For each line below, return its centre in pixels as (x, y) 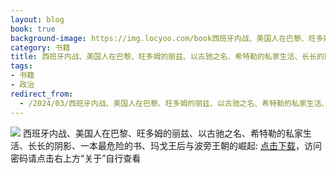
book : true (33, 29)
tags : (21, 66)
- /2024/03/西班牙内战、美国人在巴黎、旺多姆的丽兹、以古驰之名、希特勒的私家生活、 (174, 103)
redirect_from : (42, 94)
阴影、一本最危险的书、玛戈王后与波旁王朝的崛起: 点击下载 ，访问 (187, 145)
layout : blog (37, 19)
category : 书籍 (40, 47)
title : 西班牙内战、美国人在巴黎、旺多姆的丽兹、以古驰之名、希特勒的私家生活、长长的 (167, 57)
